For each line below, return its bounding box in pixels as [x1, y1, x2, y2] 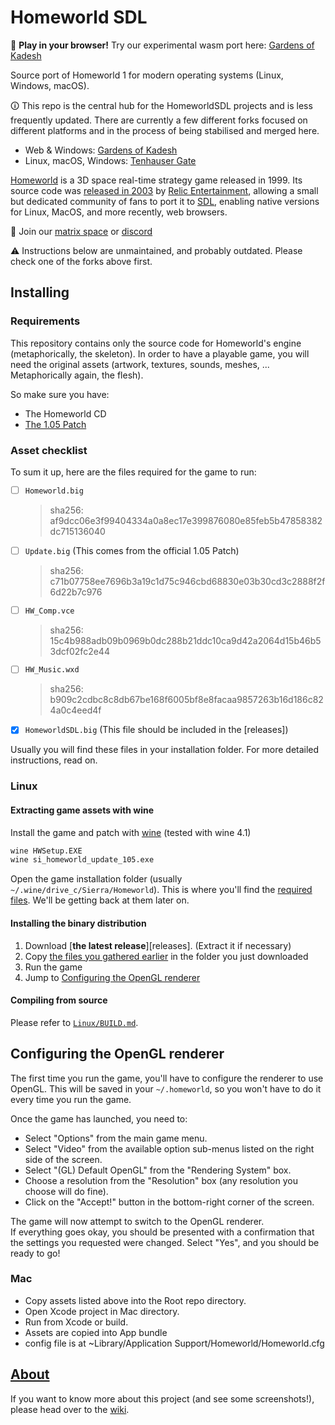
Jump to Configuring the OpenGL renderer [24, 971, 201, 983]
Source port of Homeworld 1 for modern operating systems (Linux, [10, 69, 284, 81]
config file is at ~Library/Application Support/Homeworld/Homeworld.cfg [24, 1337, 325, 1349]
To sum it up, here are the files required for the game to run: [10, 466, 257, 478]
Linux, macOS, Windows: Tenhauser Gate [24, 154, 197, 166]
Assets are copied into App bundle [24, 1326, 168, 1338]
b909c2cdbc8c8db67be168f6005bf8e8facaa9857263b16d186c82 [49, 694, 324, 706]
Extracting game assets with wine [10, 804, 154, 816]
